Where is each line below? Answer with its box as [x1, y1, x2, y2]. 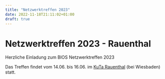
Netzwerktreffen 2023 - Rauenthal [5, 38, 151, 49]
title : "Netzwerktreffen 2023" [5, 7, 70, 12]
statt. [5, 69, 16, 75]
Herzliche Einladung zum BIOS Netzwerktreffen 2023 [5, 54, 115, 60]
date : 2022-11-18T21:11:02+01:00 [5, 12, 75, 17]
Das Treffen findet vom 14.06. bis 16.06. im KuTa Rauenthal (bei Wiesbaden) [5, 64, 161, 70]
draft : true [5, 16, 30, 21]
